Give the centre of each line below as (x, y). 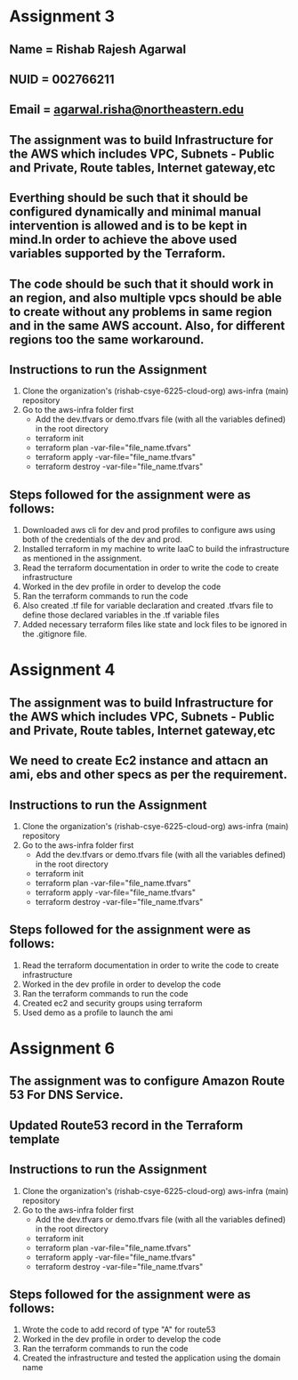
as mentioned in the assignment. (82, 559)
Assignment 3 (62, 16)
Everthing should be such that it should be (129, 198)
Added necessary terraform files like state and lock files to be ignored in (154, 625)
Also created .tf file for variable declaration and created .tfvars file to (148, 606)
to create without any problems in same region (141, 312)
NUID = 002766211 (62, 79)
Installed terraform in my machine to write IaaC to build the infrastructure (156, 549)
